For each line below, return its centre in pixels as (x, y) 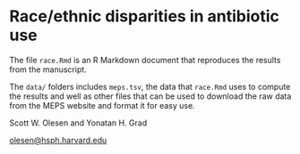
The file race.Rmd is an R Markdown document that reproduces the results (145, 60)
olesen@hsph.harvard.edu (58, 140)
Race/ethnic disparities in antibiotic (145, 16)
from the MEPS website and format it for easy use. (102, 105)
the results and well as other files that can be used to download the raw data (150, 96)
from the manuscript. (48, 69)
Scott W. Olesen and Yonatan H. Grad (78, 123)
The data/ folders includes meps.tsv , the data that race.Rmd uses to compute (150, 86)
